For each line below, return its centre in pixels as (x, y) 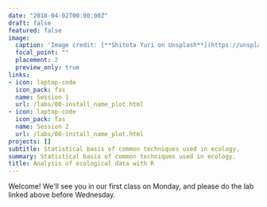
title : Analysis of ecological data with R (81, 164)
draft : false (30, 23)
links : (19, 75)
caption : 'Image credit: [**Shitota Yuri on (90, 45)
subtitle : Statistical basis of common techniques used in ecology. (124, 149)
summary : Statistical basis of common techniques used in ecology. (122, 156)
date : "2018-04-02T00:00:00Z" (58, 16)
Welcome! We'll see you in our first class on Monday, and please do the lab (131, 186)
